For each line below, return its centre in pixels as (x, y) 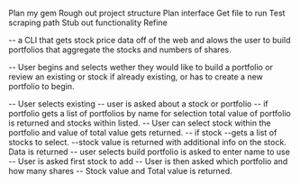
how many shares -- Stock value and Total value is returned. (121, 171)
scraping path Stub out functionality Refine (88, 23)
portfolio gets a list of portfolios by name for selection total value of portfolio (150, 113)
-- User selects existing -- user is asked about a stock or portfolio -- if (139, 104)
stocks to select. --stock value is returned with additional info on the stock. (148, 142)
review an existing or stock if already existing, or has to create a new (136, 77)
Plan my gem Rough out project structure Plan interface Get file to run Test (147, 13)
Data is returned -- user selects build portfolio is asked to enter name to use (149, 152)
